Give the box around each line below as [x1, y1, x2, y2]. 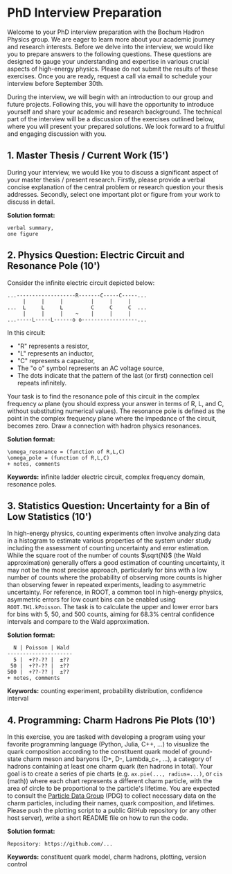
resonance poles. [7, 480, 57, 488]
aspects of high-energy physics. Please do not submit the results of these [7, 64, 218, 73]
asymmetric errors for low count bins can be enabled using [7, 595, 176, 604]
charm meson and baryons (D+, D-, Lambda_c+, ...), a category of [23, 755, 213, 763]
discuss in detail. [7, 198, 55, 206]
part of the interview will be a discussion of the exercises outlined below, [7, 114, 215, 123]
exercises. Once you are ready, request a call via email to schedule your [7, 71, 213, 80]
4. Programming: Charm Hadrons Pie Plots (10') [7, 714, 216, 726]
